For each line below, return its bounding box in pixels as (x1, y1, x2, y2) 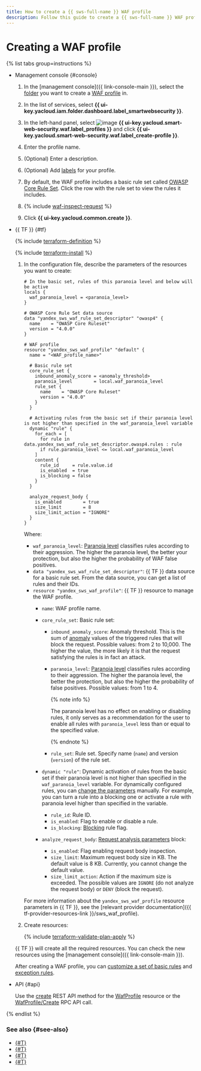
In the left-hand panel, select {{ (23, 119, 124, 127)
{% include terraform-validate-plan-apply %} (23, 933, 136, 940)
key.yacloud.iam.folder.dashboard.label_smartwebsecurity (23, 107, 176, 115)
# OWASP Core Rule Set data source (23, 310, 112, 317)
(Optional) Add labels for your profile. (23, 167, 116, 174)
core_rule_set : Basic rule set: (41, 616, 115, 624)
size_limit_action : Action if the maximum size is (50, 873, 172, 880)
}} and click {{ (106, 125, 142, 133)
